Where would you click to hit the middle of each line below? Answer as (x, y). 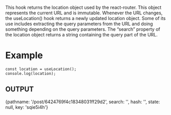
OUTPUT (20, 89)
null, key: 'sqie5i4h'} (27, 107)
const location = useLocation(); (41, 69)
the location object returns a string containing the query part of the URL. (81, 35)
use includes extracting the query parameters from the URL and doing (79, 24)
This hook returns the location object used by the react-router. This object (83, 7)
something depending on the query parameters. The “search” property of (83, 29)
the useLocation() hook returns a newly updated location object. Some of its (85, 18)
